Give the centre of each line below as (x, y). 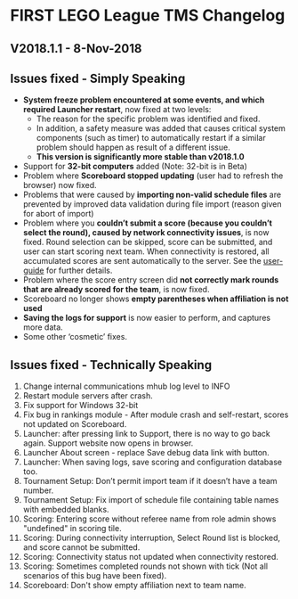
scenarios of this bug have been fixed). (95, 576)
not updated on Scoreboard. (75, 424)
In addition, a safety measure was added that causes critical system (161, 128)
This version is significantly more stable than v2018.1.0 (141, 157)
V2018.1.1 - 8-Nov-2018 (76, 49)
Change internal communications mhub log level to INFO (126, 386)
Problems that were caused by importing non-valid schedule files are (152, 195)
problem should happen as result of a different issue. (133, 147)
